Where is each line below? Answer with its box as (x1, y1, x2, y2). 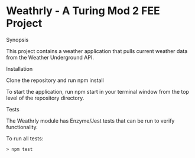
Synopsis (6, 36, 29, 43)
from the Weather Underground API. (6, 54, 95, 61)
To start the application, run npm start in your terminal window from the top (6, 88, 189, 95)
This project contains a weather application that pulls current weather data (6, 47, 188, 54)
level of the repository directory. (6, 94, 84, 101)
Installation (6, 65, 33, 72)
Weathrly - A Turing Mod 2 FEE (6, 4, 161, 18)
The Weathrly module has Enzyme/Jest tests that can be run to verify (6, 117, 175, 124)
